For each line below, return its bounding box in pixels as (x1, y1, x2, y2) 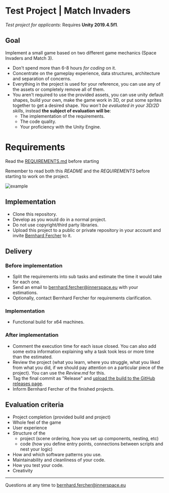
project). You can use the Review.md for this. (12, 369, 106, 376)
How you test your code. (12, 462, 64, 468)
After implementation (5, 332, 59, 339)
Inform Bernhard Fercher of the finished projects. (12, 386, 115, 392)
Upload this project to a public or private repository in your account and (12, 227, 161, 233)
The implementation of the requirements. (20, 113, 105, 119)
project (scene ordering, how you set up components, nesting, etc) (20, 435, 159, 441)
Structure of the (12, 430, 46, 436)
